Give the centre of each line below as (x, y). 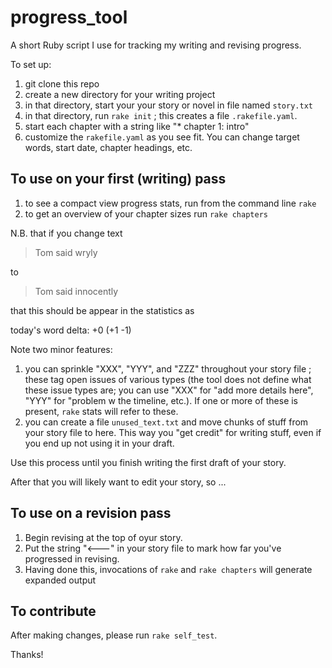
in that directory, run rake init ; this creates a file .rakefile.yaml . (161, 115)
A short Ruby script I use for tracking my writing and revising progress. (156, 45)
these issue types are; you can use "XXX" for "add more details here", (169, 390)
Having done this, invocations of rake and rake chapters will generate (168, 569)
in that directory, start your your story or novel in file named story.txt (168, 105)
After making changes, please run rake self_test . (114, 635)
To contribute (53, 611)
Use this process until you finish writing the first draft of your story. (148, 462)
